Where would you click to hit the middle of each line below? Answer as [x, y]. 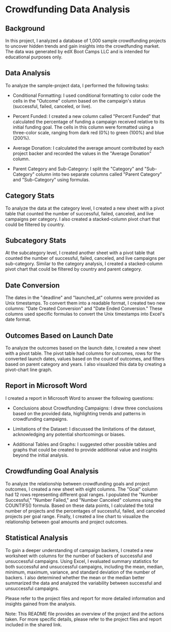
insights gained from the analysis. [41, 604]
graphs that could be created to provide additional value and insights [85, 450]
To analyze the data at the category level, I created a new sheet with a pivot [85, 208]
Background [25, 28]
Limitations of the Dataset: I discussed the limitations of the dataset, [84, 429]
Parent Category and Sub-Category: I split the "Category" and [78, 169]
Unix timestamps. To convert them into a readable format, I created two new [86, 303]
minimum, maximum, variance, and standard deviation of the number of [80, 572]
